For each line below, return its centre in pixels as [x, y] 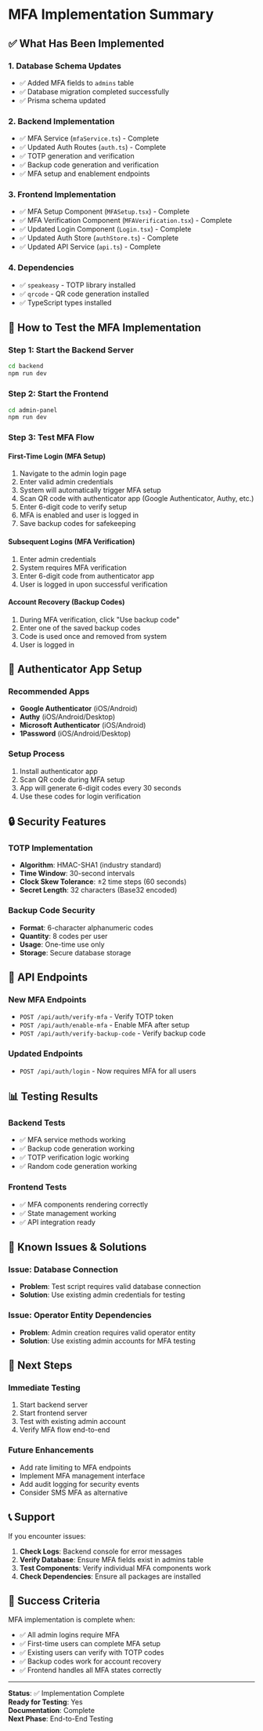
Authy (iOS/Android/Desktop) [67, 717]
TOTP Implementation [50, 848]
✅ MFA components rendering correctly [84, 1204]
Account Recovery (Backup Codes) [67, 602]
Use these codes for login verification [80, 796]
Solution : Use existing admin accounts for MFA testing [107, 1341]
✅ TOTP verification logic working [74, 1158]
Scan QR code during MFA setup [72, 780]
